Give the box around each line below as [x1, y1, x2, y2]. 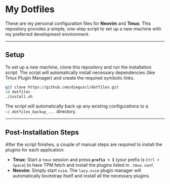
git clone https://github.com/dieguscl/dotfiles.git [5, 85, 119, 90]
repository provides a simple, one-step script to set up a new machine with [5, 25, 161, 31]
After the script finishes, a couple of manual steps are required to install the [5, 141, 162, 148]
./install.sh [5, 94, 33, 99]
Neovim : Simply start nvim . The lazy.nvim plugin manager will [12, 167, 142, 173]
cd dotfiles [5, 89, 30, 94]
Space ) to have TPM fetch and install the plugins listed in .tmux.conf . [12, 162, 155, 168]
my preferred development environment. [5, 31, 90, 37]
